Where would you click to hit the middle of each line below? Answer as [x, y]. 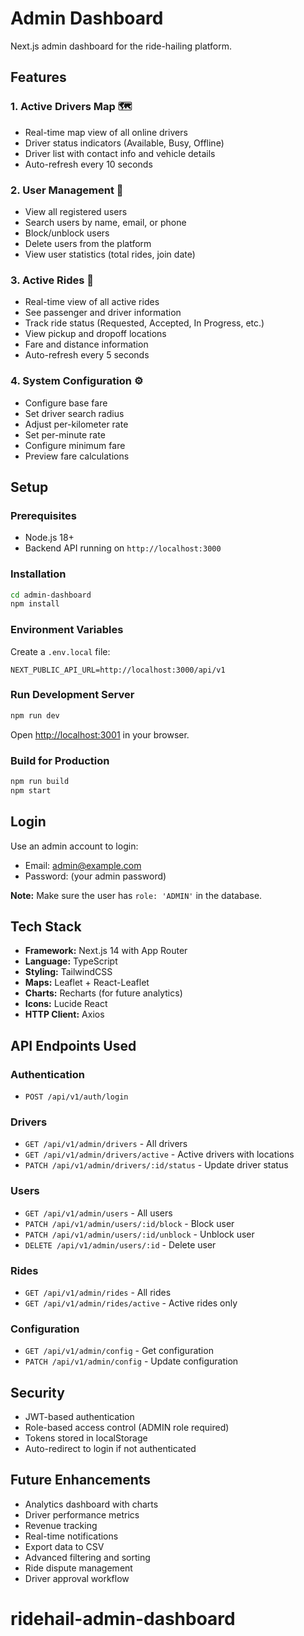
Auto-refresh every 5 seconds [87, 355]
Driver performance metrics [82, 1514]
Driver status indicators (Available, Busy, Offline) [124, 143]
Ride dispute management [78, 1568]
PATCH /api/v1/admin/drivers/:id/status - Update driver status [156, 1165]
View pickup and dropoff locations [95, 334]
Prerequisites [43, 515]
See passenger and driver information [103, 313]
